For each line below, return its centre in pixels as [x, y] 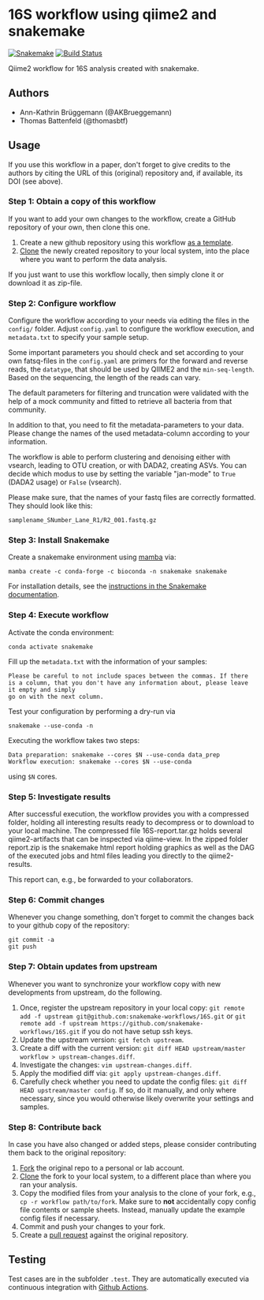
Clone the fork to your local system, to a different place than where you [135, 1176]
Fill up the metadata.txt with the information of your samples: [108, 661]
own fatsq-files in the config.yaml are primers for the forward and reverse [128, 361]
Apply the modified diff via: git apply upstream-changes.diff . [120, 1073]
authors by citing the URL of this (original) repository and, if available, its [125, 173]
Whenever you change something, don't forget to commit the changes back [131, 917]
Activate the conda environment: [61, 632]
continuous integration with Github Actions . [78, 1287]
